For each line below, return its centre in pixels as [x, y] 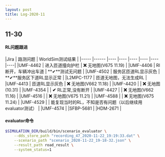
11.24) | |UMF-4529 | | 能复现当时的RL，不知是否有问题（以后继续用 [74, 102]
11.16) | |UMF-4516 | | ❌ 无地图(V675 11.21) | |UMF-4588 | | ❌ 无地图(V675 [80, 96]
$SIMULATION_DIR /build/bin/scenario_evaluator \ [56, 131]
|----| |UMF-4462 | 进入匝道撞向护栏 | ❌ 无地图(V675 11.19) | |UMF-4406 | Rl [82, 65]
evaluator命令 [19, 121]
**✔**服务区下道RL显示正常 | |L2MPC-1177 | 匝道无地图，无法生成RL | [76, 78]
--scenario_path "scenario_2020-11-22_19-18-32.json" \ [73, 141]
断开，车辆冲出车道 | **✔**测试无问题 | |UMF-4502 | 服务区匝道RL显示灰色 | [82, 71]
